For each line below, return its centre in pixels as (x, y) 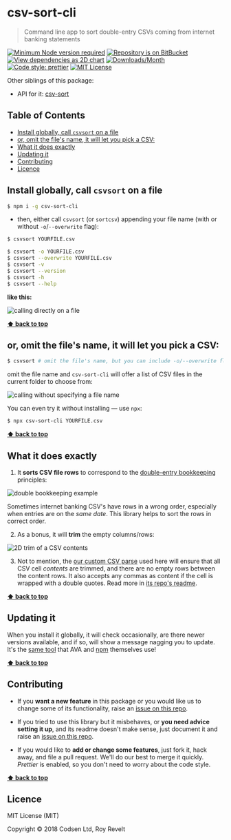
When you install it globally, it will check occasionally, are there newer (106, 635)
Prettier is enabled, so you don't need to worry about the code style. (114, 764)
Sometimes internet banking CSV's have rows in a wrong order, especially (112, 506)
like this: (20, 297)
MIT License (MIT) (33, 816)
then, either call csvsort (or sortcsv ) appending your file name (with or (117, 219)
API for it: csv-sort (43, 94)
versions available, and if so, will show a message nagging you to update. (111, 642)
